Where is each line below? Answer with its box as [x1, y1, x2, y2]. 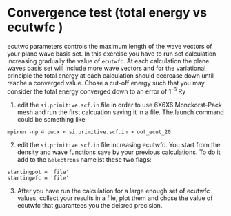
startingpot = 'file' [7, 169, 70, 175]
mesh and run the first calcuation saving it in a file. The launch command [17, 108, 224, 116]
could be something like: [17, 115, 88, 123]
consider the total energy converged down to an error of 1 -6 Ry [7, 86, 186, 96]
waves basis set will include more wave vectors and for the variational [7, 64, 206, 72]
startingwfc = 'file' [7, 174, 70, 182]
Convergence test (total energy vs [7, 5, 208, 21]
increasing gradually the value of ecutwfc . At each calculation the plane [7, 56, 210, 65]
